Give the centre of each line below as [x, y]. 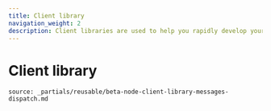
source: [21, 92]
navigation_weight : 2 [45, 23]
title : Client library [46, 16]
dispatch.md [28, 99]
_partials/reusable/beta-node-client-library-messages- [133, 92]
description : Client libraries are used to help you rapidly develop [128, 31]
